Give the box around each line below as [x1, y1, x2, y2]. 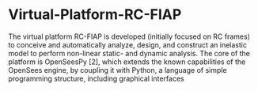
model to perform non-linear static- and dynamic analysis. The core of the [8, 48, 251, 58]
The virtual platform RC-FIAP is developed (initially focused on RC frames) [8, 32, 251, 41]
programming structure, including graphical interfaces [8, 74, 184, 83]
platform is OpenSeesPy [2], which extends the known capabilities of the [8, 57, 246, 66]
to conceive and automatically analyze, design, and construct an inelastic [8, 40, 248, 49]
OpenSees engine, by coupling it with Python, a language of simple [8, 65, 227, 74]
